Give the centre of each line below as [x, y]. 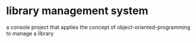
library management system [77, 11]
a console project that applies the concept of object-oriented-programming [98, 27]
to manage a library [30, 33]
